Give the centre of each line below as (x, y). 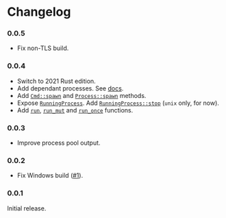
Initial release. (27, 208)
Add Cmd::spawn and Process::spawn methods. (81, 95)
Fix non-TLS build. (43, 48)
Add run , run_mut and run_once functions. (75, 110)
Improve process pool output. (59, 143)
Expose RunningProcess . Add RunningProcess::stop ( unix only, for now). (118, 103)
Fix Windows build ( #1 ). (50, 175)
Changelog (39, 12)
